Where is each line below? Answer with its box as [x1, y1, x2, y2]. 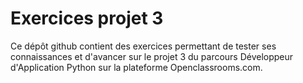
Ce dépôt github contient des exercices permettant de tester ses [10, 40, 277, 52]
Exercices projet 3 [10, 7, 164, 30]
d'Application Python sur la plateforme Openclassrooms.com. [10, 61, 263, 73]
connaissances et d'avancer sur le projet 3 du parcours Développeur [10, 50, 294, 62]
